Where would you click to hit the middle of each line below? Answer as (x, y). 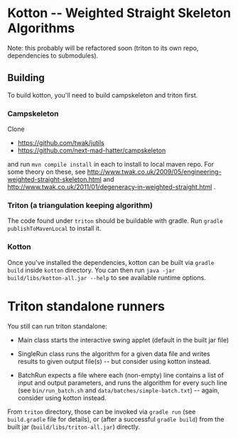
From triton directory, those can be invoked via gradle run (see (102, 412)
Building (26, 78)
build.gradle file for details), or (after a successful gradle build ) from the (116, 419)
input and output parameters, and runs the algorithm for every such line (122, 382)
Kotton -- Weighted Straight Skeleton (119, 13)
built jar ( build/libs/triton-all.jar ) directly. (74, 427)
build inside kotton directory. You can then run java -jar (91, 270)
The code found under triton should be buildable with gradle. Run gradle (115, 221)
